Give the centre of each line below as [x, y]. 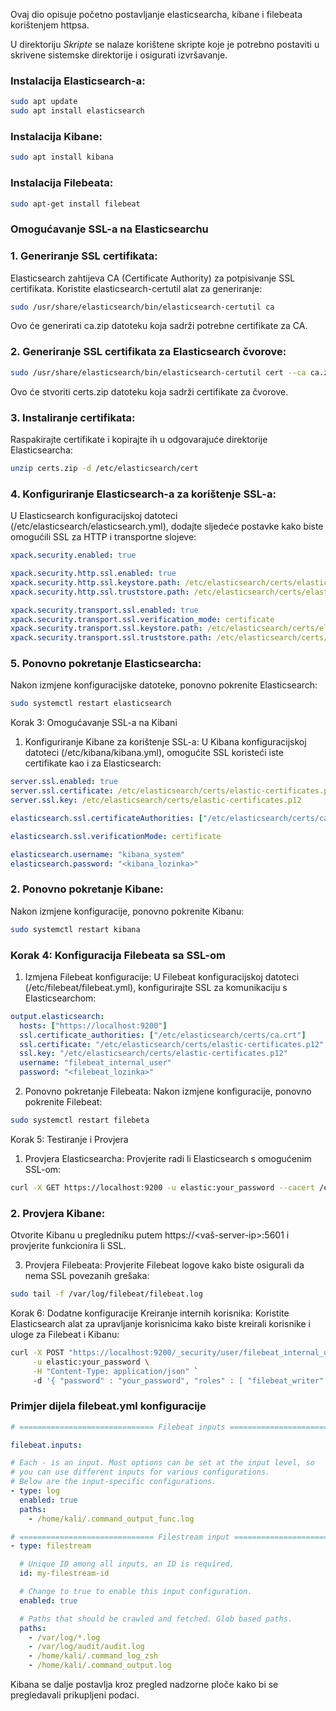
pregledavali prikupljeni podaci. [75, 1695]
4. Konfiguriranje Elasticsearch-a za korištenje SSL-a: [143, 494]
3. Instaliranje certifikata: [73, 417]
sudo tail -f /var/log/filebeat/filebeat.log [106, 1294]
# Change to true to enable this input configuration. [136, 1592]
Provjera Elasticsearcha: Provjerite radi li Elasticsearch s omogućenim [168, 1158]
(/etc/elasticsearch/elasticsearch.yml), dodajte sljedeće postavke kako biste [167, 526]
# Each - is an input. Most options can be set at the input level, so [162, 1463]
